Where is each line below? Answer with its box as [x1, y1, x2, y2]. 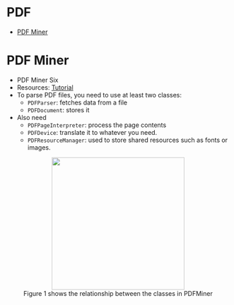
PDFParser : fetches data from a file [27, 98, 128, 107]
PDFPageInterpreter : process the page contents [27, 121, 167, 129]
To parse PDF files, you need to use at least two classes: [16, 90, 182, 99]
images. [27, 143, 51, 152]
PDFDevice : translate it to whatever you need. [27, 128, 158, 136]
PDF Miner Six [16, 76, 59, 84]
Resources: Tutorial [16, 83, 74, 92]
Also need [16, 113, 47, 121]
